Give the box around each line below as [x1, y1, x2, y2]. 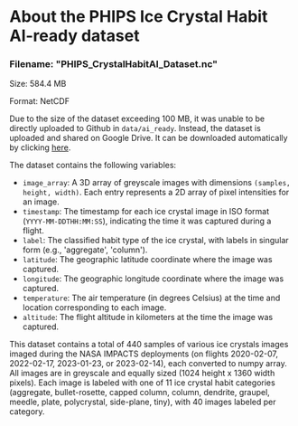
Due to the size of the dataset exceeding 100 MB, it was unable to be [9, 113, 265, 124]
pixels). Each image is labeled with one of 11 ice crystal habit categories [9, 377, 275, 388]
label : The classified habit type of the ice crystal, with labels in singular [22, 235, 289, 246]
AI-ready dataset [9, 25, 140, 46]
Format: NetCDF [9, 96, 70, 107]
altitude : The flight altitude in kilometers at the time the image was [22, 312, 274, 323]
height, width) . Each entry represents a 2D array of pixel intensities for [22, 187, 290, 198]
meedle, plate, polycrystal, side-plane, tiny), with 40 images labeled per [9, 396, 276, 408]
